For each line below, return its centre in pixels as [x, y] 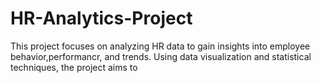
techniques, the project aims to [74, 67]
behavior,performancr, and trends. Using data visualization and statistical [161, 56]
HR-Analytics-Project [101, 18]
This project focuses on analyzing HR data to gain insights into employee [160, 46]
